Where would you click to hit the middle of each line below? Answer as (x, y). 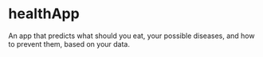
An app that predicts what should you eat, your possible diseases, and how (131, 36)
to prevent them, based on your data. (69, 44)
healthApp (44, 14)
